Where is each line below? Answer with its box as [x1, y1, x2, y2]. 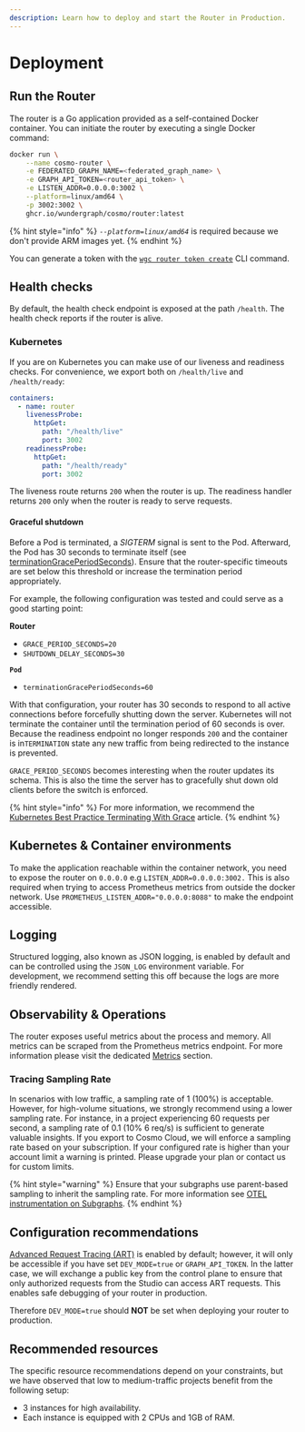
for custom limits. [9, 1162, 74, 1173]
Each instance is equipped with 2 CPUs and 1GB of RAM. [22, 1412, 235, 1423]
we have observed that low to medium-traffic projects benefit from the [9, 1376, 273, 1386]
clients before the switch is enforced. [9, 784, 148, 795]
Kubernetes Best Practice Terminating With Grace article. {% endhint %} [9, 811, 280, 822]
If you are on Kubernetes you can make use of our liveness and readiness [9, 356, 285, 367]
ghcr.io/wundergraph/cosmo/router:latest [25, 208, 184, 218]
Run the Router [9, 88, 96, 105]
